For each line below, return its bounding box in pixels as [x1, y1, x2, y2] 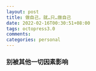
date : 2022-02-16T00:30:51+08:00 [6, 20, 91, 26]
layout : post [6, 8, 39, 15]
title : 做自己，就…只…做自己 [6, 14, 71, 20]
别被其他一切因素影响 [6, 58, 68, 66]
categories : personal [6, 37, 61, 43]
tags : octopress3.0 [6, 25, 56, 32]
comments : [6, 31, 31, 37]
